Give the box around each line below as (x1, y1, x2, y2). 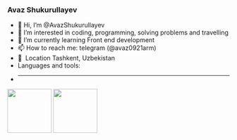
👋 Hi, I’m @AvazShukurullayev (17, 21, 105, 30)
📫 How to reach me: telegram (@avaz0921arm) (17, 44, 157, 52)
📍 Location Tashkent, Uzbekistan (17, 54, 115, 63)
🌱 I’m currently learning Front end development (17, 36, 155, 44)
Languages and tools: (17, 61, 81, 70)
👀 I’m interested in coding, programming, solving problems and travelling (17, 28, 229, 37)
